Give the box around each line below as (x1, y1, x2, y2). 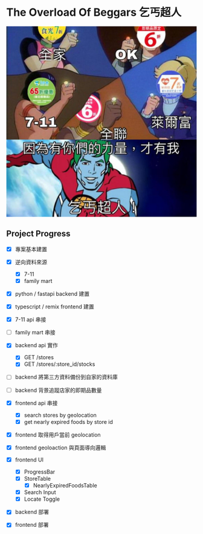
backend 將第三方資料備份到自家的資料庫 (14, 373, 118, 381)
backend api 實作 (14, 342, 59, 349)
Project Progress (6, 229, 71, 239)
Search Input (24, 489, 56, 496)
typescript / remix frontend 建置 (14, 303, 95, 310)
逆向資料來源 (14, 258, 47, 265)
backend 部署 (14, 509, 50, 516)
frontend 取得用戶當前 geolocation (14, 431, 101, 438)
